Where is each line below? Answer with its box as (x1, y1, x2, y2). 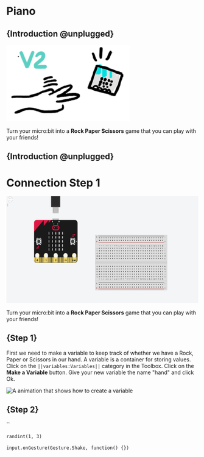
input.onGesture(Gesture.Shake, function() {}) (6, 445, 130, 451)
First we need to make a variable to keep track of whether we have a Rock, (6, 349, 194, 356)
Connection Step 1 (6, 175, 100, 190)
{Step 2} (6, 405, 39, 415)
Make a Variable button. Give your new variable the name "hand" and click (6, 369, 194, 376)
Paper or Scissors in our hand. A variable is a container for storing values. (6, 355, 191, 363)
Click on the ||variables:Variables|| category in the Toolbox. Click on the (6, 362, 194, 369)
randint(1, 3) (6, 433, 43, 439)
